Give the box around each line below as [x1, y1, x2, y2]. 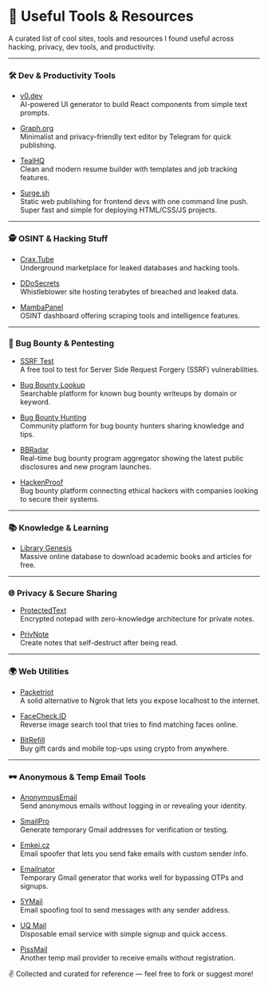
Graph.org [19, 124, 54, 133]
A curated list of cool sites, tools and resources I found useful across [8, 34, 235, 43]
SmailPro [19, 817, 50, 826]
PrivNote [19, 629, 49, 639]
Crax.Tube [19, 254, 54, 264]
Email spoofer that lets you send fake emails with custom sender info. [19, 849, 249, 858]
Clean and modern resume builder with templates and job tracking [19, 164, 238, 174]
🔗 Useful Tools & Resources [8, 7, 194, 26]
